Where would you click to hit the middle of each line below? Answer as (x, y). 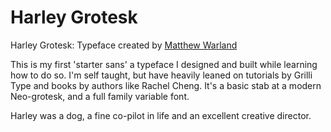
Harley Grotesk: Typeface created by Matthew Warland (124, 45)
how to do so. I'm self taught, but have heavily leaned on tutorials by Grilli (161, 75)
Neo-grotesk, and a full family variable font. (100, 96)
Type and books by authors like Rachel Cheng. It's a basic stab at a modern (166, 85)
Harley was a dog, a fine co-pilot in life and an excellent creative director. (161, 115)
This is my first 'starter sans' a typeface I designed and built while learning (164, 64)
